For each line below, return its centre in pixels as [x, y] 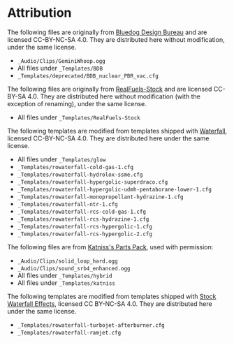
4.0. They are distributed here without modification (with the [114, 96]
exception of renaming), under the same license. [77, 103]
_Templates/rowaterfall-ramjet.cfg [69, 333]
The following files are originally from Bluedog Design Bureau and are [107, 32]
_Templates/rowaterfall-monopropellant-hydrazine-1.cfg [100, 197]
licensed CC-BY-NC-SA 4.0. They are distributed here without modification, [116, 39]
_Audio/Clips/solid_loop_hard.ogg [67, 261]
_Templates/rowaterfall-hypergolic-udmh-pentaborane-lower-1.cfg [114, 189]
